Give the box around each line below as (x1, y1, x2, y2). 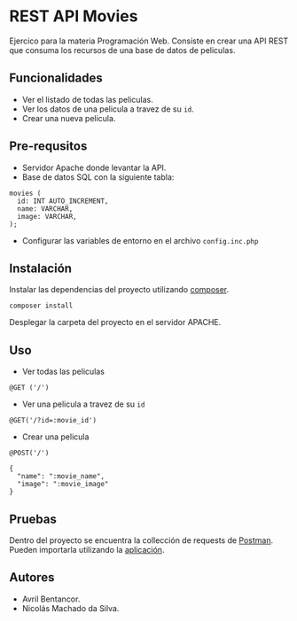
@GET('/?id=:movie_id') (9, 416, 98, 425)
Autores (9, 570, 55, 586)
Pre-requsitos (9, 139, 88, 154)
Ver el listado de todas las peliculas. (21, 94, 153, 105)
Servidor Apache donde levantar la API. (21, 162, 167, 173)
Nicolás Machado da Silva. (21, 602, 120, 613)
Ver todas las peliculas (21, 366, 105, 377)
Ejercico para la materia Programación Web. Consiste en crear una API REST (9, 35, 289, 46)
